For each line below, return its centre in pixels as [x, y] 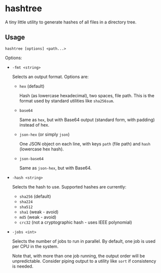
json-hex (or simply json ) [44, 134]
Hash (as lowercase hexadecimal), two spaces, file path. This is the [87, 95]
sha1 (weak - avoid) [39, 212]
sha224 [26, 202]
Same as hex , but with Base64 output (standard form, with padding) [87, 120]
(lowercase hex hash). [42, 149]
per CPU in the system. [35, 246]
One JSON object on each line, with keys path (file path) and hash [85, 144]
